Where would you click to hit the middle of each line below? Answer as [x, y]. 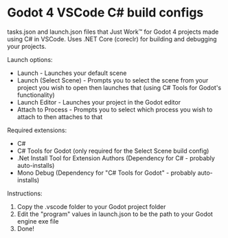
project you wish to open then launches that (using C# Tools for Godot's [119, 87]
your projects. [27, 46]
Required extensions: [37, 130]
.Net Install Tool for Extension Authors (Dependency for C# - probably [116, 158]
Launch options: [30, 59]
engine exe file [38, 221]
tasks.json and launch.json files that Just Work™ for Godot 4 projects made [113, 32]
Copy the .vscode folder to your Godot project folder [91, 206]
